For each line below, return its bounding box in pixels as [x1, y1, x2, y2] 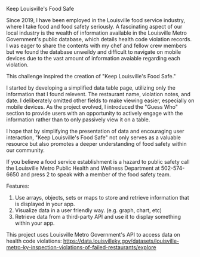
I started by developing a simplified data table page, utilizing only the [6, 84, 176, 91]
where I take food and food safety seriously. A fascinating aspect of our [6, 23, 183, 30]
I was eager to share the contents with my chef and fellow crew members [6, 42, 187, 49]
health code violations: [6, 237, 62, 244]
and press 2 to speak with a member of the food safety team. [20, 171, 171, 178]
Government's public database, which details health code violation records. [6, 36, 192, 42]
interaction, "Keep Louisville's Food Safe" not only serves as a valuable [6, 134, 181, 141]
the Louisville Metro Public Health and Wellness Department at [6, 164, 160, 172]
